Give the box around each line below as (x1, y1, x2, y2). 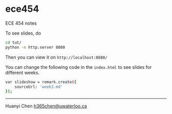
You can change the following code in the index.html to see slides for (5, 64, 152, 70)
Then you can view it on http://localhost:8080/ (5, 54, 107, 60)
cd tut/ (5, 40, 22, 45)
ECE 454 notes (5, 20, 37, 26)
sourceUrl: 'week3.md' (14, 84, 63, 89)
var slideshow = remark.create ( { (5, 79, 77, 85)
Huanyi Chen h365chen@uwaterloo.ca (5, 103, 87, 109)
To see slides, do (5, 30, 41, 36)
